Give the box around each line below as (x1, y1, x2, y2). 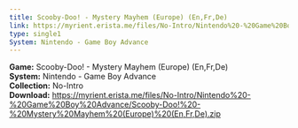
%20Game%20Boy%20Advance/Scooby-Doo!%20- (9, 99, 201, 110)
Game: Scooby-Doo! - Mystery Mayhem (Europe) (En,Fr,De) (9, 62, 229, 72)
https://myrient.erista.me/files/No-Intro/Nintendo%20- (51, 90, 251, 101)
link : (9, 21, 29, 30)
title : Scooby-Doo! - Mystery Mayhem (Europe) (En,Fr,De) (9, 12, 228, 22)
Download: (9, 90, 51, 101)
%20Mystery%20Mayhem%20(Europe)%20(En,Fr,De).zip (9, 109, 222, 119)
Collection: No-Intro (9, 80, 84, 91)
